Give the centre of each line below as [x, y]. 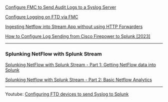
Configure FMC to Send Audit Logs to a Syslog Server [61, 7]
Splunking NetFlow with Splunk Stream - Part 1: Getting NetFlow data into [81, 65]
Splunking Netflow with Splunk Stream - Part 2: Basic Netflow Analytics [79, 80]
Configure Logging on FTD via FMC [42, 17]
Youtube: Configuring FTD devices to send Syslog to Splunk [67, 94]
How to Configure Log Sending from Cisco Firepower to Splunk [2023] [78, 36]
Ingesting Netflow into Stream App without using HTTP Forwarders [74, 26]
